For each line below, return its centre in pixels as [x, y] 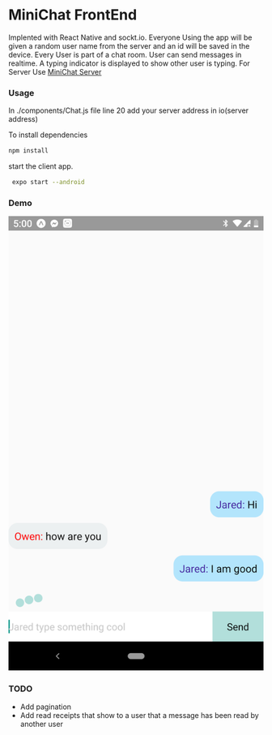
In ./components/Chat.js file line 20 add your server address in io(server [129, 110]
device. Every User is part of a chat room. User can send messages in [125, 54]
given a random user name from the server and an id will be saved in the [129, 45]
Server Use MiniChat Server [55, 71]
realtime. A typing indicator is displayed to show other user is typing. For [130, 63]
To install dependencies [48, 135]
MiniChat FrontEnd [73, 15]
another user [41, 724]
